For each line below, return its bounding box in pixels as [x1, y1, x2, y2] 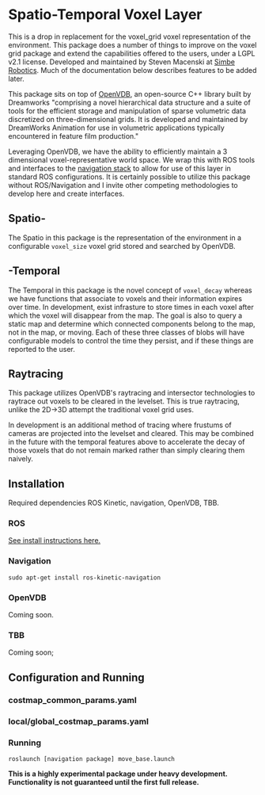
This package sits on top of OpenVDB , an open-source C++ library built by [8, 89, 252, 98]
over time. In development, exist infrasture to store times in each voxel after [8, 302, 255, 312]
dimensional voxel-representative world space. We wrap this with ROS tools [8, 155, 256, 164]
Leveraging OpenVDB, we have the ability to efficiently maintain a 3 [8, 147, 228, 156]
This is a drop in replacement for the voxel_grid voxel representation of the [8, 32, 252, 41]
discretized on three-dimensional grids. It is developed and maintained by [8, 114, 248, 124]
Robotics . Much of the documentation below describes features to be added [8, 65, 257, 75]
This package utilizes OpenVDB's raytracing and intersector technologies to [8, 388, 256, 398]
